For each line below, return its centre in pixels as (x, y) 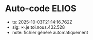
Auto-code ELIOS (41, 9)
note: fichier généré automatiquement (50, 32)
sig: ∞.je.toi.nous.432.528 (38, 27)
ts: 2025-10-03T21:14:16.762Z (42, 22)
